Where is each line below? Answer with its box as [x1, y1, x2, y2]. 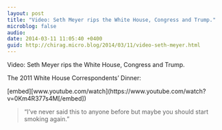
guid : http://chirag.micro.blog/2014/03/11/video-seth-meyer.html [7, 42, 201, 49]
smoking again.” [23, 115, 70, 123]
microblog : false [7, 23, 57, 29]
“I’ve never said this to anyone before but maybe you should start [23, 107, 209, 116]
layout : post [7, 10, 45, 17]
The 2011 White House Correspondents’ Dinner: [7, 74, 142, 82]
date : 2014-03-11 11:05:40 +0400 [7, 36, 103, 42]
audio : [7, 29, 26, 36]
